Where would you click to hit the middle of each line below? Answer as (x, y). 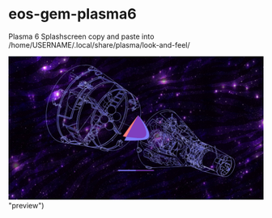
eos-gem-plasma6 (72, 14)
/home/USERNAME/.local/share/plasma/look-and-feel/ (99, 44)
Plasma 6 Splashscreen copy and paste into (81, 36)
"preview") (26, 206)
